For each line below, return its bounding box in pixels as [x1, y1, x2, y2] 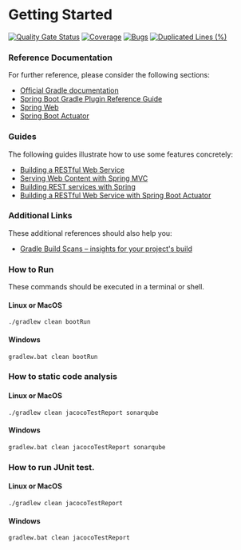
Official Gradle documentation [19, 86, 120, 95]
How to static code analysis [8, 371, 118, 382]
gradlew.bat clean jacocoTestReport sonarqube [8, 443, 166, 451]
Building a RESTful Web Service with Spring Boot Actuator [19, 190, 211, 200]
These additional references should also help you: [8, 228, 173, 237]
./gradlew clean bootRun [8, 318, 91, 326]
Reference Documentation [8, 52, 113, 63]
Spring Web [19, 102, 59, 113]
